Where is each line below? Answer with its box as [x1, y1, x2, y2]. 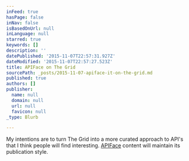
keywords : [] [6, 42, 39, 48]
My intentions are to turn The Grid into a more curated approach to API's [6, 135, 184, 143]
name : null [11, 92, 39, 98]
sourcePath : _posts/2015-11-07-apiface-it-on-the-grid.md [6, 70, 153, 76]
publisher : [6, 86, 33, 92]
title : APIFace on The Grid [6, 64, 76, 70]
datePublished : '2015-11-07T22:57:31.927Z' [6, 53, 116, 59]
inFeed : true [6, 8, 39, 15]
